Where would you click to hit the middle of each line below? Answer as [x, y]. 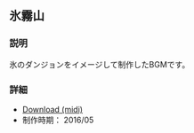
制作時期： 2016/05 [58, 120]
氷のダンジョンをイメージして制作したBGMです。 [100, 64]
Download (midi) [52, 109]
